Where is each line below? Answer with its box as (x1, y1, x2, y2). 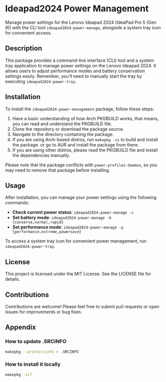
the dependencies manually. (12, 152, 70, 158)
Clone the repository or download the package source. (12, 126, 124, 132)
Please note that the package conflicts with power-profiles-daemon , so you (5, 162, 158, 168)
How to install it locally (5, 361, 61, 368)
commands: (5, 200, 30, 206)
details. (5, 276, 20, 282)
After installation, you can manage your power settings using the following (5, 194, 157, 200)
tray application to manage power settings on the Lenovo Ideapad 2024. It (5, 62, 157, 68)
